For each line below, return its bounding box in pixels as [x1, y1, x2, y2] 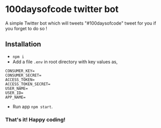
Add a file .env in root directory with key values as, [12, 59, 118, 65]
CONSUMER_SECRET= [5, 73, 42, 78]
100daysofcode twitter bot [5, 4, 119, 15]
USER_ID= [5, 90, 24, 95]
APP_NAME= [5, 94, 26, 100]
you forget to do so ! [5, 25, 48, 31]
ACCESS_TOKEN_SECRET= [5, 81, 51, 86]
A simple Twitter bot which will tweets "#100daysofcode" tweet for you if [5, 20, 156, 26]
